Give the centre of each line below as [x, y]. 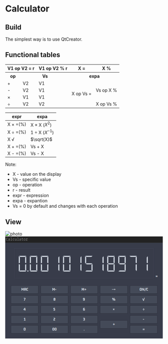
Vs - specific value [32, 180]
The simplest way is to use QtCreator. [44, 39]
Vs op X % [106, 90]
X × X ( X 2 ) [41, 124]
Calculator [27, 9]
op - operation [27, 185]
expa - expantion [30, 201]
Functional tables [33, 55]
